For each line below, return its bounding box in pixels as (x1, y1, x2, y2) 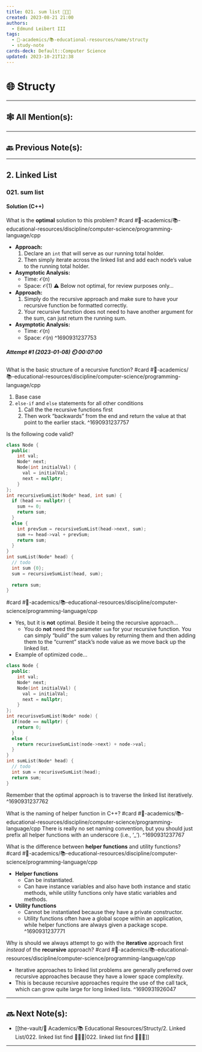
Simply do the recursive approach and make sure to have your (23, 295, 179, 302)
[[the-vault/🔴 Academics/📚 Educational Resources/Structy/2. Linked (14, 1025, 186, 1032)
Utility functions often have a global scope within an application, (23, 915, 183, 922)
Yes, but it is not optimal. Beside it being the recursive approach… (14, 619, 179, 626)
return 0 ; (17, 724, 42, 730)
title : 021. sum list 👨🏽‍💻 (6, 8, 71, 15)
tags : (6, 31, 20, 37)
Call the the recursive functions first (23, 406, 113, 413)
